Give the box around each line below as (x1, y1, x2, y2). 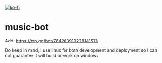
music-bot (5, 22, 49, 33)
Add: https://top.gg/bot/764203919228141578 (5, 38, 98, 43)
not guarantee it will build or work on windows (5, 52, 99, 58)
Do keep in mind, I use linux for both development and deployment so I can (5, 47, 158, 53)
